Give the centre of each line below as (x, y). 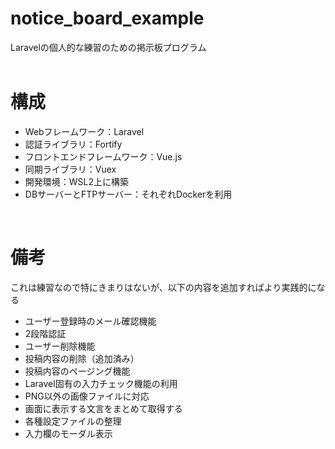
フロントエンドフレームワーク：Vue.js (103, 156)
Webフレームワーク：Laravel (84, 131)
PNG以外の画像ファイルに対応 (87, 396)
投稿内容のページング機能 (77, 371)
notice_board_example (107, 18)
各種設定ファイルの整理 (73, 421)
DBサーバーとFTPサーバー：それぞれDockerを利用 (128, 194)
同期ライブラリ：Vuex (70, 169)
